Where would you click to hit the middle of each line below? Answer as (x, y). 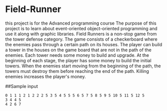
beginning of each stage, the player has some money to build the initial (78, 60)
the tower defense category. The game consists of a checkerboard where (81, 39)
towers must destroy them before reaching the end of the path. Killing (77, 71)
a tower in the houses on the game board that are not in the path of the (78, 50)
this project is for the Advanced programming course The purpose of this (81, 23)
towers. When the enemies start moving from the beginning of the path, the (83, 66)
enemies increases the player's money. (46, 76)
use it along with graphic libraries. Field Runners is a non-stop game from (81, 34)
